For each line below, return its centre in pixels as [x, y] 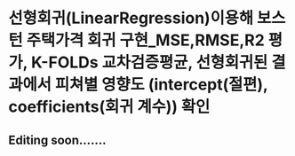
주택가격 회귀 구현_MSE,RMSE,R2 [146, 40]
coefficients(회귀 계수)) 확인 [109, 107]
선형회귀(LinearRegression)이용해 [131, 18]
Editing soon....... [58, 140]
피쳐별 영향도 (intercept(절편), [161, 85]
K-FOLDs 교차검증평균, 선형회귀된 [149, 62]
